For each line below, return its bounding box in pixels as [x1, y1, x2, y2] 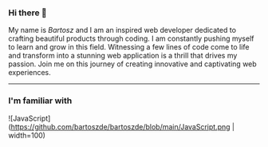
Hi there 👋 [8, 7, 48, 18]
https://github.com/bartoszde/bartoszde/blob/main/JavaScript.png [10, 121, 231, 131]
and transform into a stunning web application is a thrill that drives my [8, 51, 238, 61]
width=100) [8, 130, 46, 140]
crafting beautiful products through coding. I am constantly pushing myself [8, 34, 254, 43]
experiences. [8, 68, 52, 77]
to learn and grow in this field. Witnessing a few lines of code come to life [8, 42, 250, 52]
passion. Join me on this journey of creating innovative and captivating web [8, 59, 257, 69]
